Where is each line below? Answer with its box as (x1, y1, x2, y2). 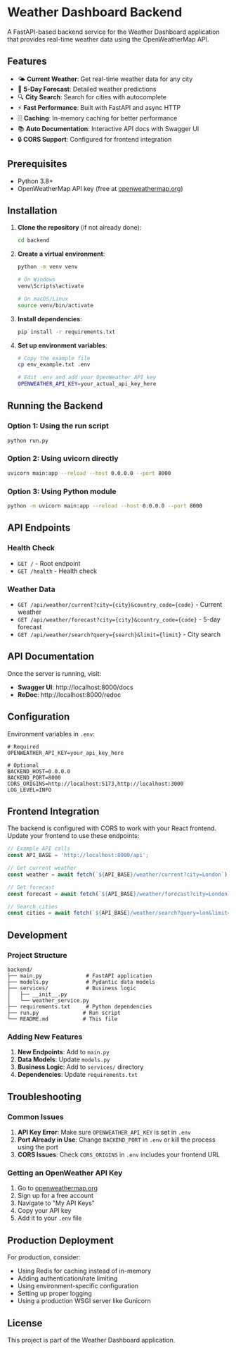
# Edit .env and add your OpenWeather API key (17, 374, 157, 381)
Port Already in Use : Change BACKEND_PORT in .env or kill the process (17, 1135, 216, 1144)
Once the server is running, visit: (7, 669, 102, 677)
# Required (7, 743, 39, 751)
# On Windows (17, 276, 56, 283)
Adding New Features (7, 1032, 83, 1042)
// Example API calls (7, 845, 71, 853)
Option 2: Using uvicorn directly (7, 454, 119, 464)
